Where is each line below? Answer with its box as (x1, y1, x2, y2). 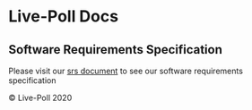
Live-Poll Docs (8, 6, 118, 27)
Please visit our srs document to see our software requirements (8, 65, 244, 76)
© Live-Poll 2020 (8, 92, 73, 103)
